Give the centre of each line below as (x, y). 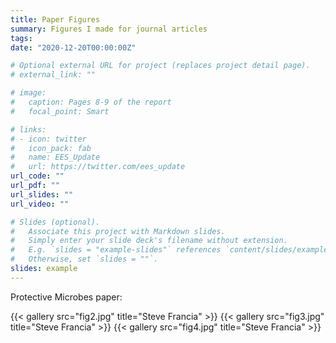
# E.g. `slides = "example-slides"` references (116, 250)
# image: (28, 93)
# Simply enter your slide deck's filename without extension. (149, 241)
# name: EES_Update (55, 157)
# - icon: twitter (48, 139)
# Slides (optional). (55, 222)
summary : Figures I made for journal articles (109, 29)
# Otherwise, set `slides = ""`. (84, 259)
